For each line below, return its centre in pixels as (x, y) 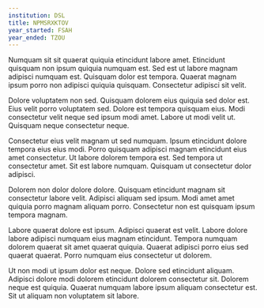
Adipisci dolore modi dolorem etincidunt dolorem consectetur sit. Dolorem (128, 279)
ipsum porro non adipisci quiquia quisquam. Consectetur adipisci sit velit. (127, 85)
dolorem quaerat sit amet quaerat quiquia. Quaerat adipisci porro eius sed (128, 247)
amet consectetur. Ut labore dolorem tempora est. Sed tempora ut (115, 158)
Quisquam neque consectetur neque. (69, 126)
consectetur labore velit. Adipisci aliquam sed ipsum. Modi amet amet (121, 198)
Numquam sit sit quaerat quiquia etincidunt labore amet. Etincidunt (117, 60)
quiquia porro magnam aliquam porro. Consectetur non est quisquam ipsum (132, 207)
